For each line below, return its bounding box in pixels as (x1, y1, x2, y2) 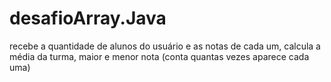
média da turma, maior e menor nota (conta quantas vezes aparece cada (9, 50, 310, 62)
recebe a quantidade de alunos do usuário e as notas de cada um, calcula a (9, 40, 321, 52)
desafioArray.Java (9, 7, 167, 30)
